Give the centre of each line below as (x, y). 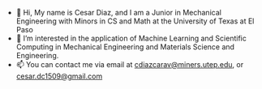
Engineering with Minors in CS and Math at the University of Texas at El (135, 21)
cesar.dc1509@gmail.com (59, 76)
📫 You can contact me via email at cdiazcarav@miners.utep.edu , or (130, 64)
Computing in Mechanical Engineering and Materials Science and (125, 47)
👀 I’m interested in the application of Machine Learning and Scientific (131, 38)
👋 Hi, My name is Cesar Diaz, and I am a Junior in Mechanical (118, 13)
